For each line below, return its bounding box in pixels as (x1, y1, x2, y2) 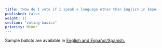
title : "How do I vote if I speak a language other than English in (5, 7, 146, 12)
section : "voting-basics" (5, 20, 57, 25)
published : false (5, 11, 40, 16)
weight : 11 (5, 16, 27, 20)
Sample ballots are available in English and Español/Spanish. (5, 38, 125, 43)
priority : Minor (5, 25, 38, 29)
